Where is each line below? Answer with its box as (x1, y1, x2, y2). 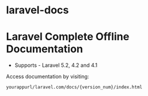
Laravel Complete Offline (6, 30, 130, 44)
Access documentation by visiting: (6, 73, 90, 80)
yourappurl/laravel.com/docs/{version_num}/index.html (6, 84, 143, 90)
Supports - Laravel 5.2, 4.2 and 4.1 (14, 62, 98, 69)
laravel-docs (6, 3, 69, 17)
